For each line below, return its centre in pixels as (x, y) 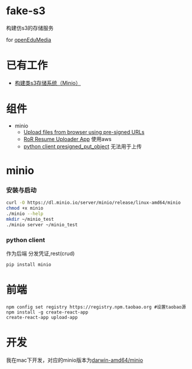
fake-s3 (26, 11)
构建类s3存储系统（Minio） (48, 83)
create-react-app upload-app (42, 317)
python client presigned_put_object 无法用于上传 (83, 146)
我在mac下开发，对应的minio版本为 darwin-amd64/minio (75, 360)
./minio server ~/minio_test (42, 225)
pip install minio (29, 264)
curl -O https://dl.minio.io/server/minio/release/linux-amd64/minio (94, 203)
